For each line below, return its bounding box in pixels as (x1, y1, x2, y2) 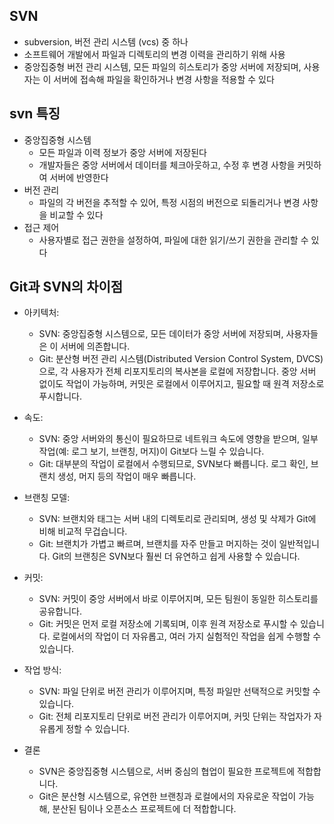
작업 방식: (23, 664, 62, 676)
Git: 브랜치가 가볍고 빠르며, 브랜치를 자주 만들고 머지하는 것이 (38, 538, 277, 550)
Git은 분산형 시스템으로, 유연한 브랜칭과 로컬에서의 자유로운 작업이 (38, 790, 297, 803)
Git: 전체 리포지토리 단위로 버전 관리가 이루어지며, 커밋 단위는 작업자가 (38, 710, 312, 723)
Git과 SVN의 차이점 (9, 279, 124, 296)
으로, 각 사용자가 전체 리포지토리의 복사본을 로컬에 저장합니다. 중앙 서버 (38, 365, 317, 378)
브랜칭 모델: (23, 492, 71, 504)
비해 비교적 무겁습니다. (38, 525, 128, 538)
